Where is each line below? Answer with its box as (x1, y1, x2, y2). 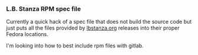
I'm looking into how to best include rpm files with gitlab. (6, 42, 144, 49)
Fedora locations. (6, 31, 48, 38)
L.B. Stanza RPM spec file (6, 5, 82, 13)
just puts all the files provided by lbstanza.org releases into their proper (6, 24, 180, 31)
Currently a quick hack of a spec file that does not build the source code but (6, 18, 192, 25)
